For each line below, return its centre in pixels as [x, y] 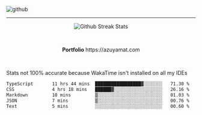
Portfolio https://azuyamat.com [101, 50]
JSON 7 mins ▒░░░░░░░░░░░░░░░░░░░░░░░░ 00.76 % [98, 101]
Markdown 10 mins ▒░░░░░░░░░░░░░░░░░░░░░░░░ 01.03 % [98, 95]
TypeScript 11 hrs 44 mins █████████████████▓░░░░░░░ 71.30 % [98, 84]
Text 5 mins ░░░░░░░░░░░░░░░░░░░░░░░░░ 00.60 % [98, 106]
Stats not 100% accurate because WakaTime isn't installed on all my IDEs [97, 73]
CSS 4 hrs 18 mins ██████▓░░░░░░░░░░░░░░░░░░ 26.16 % [98, 89]
